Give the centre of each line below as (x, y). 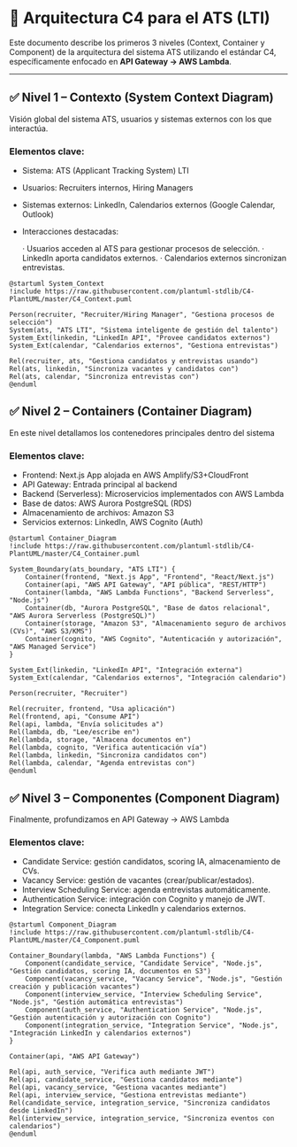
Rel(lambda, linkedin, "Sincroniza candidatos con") (108, 756)
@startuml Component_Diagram (63, 925)
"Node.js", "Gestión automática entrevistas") (96, 1003)
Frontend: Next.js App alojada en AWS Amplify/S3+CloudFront (135, 475)
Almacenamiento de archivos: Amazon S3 (98, 513)
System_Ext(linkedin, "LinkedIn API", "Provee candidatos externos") (140, 338)
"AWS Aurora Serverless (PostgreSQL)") (83, 616)
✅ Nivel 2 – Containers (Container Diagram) (131, 411)
